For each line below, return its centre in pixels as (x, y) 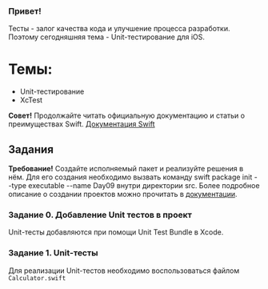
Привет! (25, 11)
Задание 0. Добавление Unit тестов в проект (100, 215)
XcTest (31, 100)
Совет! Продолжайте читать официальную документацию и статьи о (127, 116)
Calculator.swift (37, 278)
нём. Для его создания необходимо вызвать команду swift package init (130, 177)
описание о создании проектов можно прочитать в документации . (123, 195)
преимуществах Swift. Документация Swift (82, 124)
